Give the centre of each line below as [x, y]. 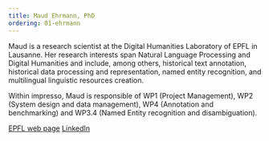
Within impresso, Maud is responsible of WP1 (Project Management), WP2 [131, 95]
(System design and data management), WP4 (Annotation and [111, 104]
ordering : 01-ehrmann [45, 23]
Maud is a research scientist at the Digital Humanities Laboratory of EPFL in [133, 46]
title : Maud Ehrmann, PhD [51, 16]
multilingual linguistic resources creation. [76, 80]
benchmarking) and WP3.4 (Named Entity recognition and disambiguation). [133, 112]
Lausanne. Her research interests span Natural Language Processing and [129, 54]
